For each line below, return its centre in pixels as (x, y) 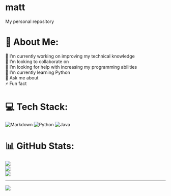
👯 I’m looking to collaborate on (37, 61)
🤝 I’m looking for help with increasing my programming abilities (71, 67)
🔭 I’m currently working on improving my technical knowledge (70, 56)
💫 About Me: (32, 42)
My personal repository (30, 21)
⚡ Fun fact (16, 83)
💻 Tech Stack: (37, 107)
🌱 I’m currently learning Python (38, 72)
